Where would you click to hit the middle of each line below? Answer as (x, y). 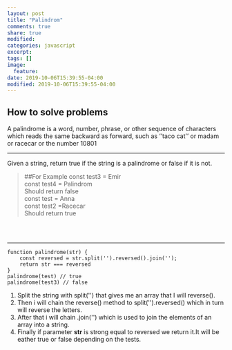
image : (17, 65)
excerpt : (20, 52)
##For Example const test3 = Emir (72, 177)
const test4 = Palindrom (58, 184)
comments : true (29, 26)
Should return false (51, 191)
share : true (24, 33)
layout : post (26, 13)
